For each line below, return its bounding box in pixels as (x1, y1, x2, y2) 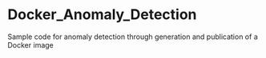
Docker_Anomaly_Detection (7, 6, 197, 24)
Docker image (7, 40, 54, 49)
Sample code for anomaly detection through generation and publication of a (7, 32, 258, 41)
